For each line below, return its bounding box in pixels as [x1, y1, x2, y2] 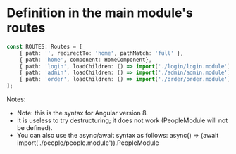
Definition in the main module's [6, 5, 193, 21]
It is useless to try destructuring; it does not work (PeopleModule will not [16, 116, 228, 124]
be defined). [16, 124, 53, 132]
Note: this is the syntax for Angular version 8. [16, 109, 149, 117]
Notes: [6, 95, 26, 103]
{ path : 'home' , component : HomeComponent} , [19, 56, 152, 63]
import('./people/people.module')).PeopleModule [16, 139, 159, 147]
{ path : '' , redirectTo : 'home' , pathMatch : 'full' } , [19, 49, 184, 57]
